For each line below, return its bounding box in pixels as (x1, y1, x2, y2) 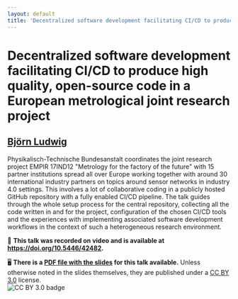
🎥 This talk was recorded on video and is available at (7, 236, 165, 244)
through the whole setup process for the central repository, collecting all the (7, 200, 229, 208)
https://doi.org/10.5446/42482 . (7, 244, 104, 252)
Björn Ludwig (7, 136, 67, 148)
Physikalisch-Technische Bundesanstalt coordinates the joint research (7, 154, 212, 163)
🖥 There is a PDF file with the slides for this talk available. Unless (7, 258, 200, 266)
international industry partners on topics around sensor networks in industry (7, 177, 230, 186)
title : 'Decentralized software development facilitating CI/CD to (7, 17, 211, 24)
